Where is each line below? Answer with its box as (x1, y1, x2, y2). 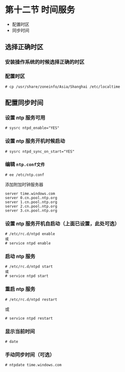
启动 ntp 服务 (5, 253, 35, 260)
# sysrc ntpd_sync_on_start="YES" (5, 149, 75, 154)
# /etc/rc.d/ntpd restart (5, 297, 57, 302)
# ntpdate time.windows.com (5, 363, 62, 368)
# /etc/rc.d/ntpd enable (5, 232, 55, 236)
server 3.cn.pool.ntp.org (5, 208, 57, 213)
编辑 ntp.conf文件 (5, 161, 45, 168)
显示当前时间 (5, 328, 35, 335)
